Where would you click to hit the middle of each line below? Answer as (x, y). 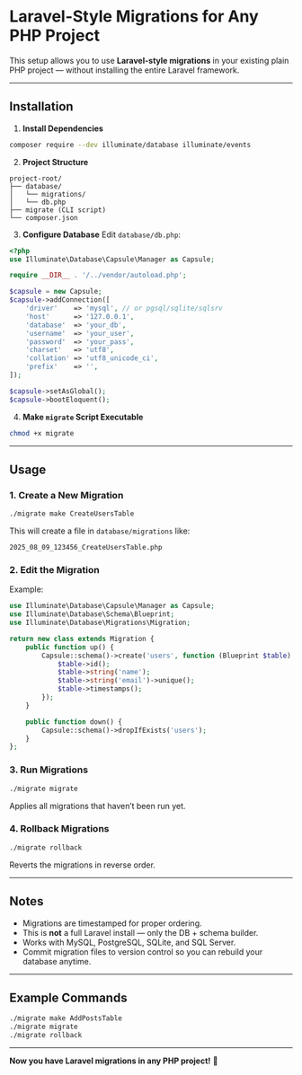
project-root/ (36, 178)
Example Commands (68, 997)
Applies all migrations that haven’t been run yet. (98, 806)
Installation (41, 106)
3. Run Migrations (49, 770)
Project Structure (55, 162)
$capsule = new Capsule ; (56, 292)
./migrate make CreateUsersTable (72, 514)
